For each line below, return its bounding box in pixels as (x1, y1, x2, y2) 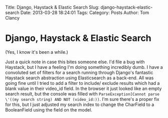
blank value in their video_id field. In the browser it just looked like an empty (5, 85, 162, 91)
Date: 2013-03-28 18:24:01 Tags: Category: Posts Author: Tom (20, 10, 149, 16)
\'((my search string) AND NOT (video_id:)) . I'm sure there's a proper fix (5, 96, 159, 102)
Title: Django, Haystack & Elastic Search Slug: (5, 5, 100, 10)
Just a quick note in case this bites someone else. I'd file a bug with (5, 59, 145, 65)
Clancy (5, 15, 20, 21)
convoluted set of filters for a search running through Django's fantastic (5, 69, 153, 75)
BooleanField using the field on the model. (5, 106, 93, 112)
